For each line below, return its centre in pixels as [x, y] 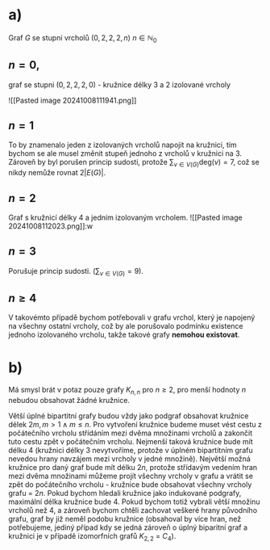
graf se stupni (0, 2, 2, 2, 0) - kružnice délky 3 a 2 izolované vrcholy [120, 84]
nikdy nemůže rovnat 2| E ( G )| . [57, 173]
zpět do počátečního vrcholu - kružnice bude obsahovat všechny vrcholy [130, 485]
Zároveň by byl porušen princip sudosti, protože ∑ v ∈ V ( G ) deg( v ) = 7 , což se [134, 163]
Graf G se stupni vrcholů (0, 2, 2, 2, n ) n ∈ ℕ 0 [83, 38]
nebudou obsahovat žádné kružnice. [69, 401]
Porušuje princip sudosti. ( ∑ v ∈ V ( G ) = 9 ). [76, 272]
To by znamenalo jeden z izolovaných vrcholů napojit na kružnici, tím [123, 145]
